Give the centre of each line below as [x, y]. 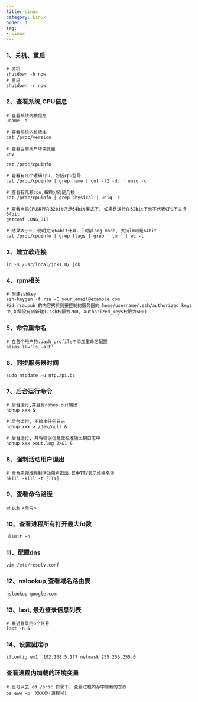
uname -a [17, 121]
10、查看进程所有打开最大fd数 [49, 524]
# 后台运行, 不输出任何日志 [36, 422]
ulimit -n [18, 537]
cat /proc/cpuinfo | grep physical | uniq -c [63, 198]
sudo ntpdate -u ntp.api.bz [41, 375]
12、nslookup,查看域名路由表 [48, 581]
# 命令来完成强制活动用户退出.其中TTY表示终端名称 [60, 473]
